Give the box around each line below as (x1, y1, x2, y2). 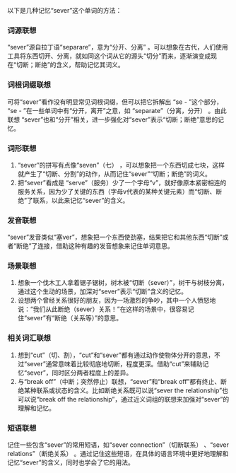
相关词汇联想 (7, 333, 52, 343)
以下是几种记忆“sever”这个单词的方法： (7, 6, 122, 14)
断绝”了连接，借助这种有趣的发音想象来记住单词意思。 (16, 242, 175, 250)
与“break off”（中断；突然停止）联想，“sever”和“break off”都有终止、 (17, 377, 221, 385)
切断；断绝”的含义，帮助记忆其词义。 (16, 61, 125, 69)
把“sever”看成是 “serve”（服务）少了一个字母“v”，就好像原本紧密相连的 (17, 178, 227, 187)
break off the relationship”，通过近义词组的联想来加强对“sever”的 (38, 395, 230, 403)
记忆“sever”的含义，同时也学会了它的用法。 (7, 458, 134, 467)
